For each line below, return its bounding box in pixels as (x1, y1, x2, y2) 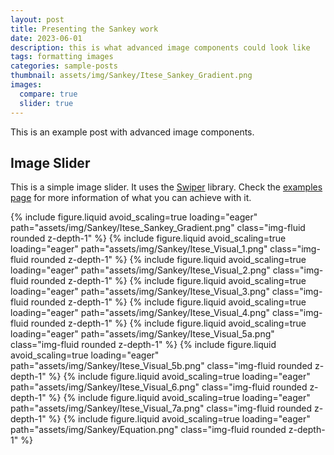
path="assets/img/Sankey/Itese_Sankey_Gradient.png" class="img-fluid (10, 222, 306, 234)
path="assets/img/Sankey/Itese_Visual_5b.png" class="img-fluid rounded (10, 360, 313, 372)
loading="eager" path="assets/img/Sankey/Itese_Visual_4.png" (10, 307, 271, 319)
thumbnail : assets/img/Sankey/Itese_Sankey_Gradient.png (10, 71, 253, 81)
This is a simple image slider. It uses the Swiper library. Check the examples (10, 181, 323, 193)
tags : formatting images (10, 52, 114, 62)
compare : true (19, 89, 78, 99)
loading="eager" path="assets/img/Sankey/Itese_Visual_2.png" (10, 264, 271, 276)
